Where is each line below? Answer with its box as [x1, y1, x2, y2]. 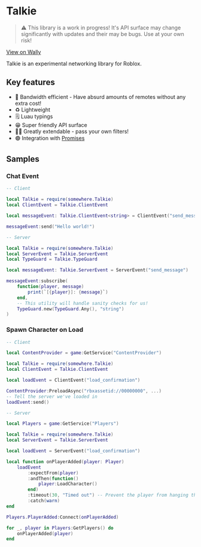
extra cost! [14, 99, 42, 107]
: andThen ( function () [28, 475, 79, 482]
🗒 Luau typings [14, 113, 53, 120]
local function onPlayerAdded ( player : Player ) [6, 458, 124, 465]
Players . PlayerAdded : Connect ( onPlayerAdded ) [6, 514, 119, 520]
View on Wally [6, 48, 41, 55]
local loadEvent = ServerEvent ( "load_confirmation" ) [6, 448, 141, 454]
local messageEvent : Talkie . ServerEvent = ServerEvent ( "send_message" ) [6, 267, 188, 273]
